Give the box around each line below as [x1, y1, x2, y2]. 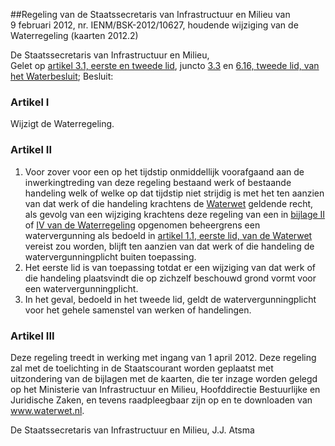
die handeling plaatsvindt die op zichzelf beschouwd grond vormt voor [24, 272, 317, 284]
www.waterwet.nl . [10, 404, 85, 416]
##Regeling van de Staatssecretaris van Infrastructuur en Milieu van [10, 9, 291, 20]
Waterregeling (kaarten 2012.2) [10, 30, 139, 41]
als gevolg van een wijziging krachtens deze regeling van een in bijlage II [24, 208, 326, 220]
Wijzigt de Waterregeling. [10, 118, 115, 130]
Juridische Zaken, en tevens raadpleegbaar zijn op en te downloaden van [10, 394, 313, 406]
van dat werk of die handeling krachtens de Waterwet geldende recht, [24, 197, 314, 209]
